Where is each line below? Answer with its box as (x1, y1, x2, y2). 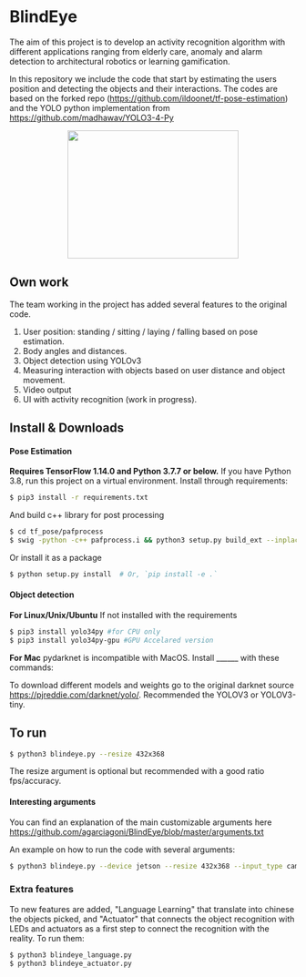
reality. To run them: (9, 932, 85, 943)
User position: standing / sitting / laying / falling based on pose (22, 326, 258, 337)
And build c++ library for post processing (9, 510, 165, 521)
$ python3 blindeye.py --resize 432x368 (9, 749, 166, 758)
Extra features (9, 883, 75, 896)
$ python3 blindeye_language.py (9, 950, 132, 960)
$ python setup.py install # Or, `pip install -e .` (9, 569, 219, 579)
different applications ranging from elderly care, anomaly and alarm (9, 46, 262, 56)
